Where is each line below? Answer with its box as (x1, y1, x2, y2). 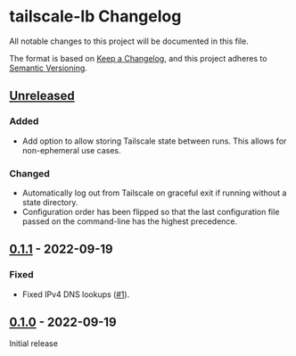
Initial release (9, 338, 58, 349)
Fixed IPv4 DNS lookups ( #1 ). (21, 288, 130, 300)
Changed (9, 167, 51, 179)
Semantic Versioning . (9, 62, 87, 73)
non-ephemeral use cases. (21, 145, 121, 155)
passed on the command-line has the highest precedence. (21, 216, 238, 227)
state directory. (21, 196, 78, 207)
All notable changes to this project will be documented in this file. (9, 36, 250, 46)
